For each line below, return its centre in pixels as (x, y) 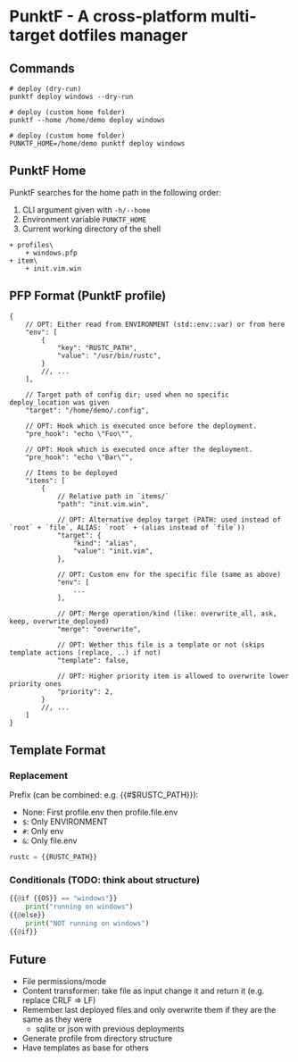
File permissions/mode (64, 981)
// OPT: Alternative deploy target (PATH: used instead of (169, 520)
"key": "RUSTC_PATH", (97, 347)
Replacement (39, 775)
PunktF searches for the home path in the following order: (115, 192)
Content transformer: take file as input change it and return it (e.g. (143, 991)
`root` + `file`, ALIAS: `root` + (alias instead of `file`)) (127, 527)
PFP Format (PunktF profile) (88, 296)
